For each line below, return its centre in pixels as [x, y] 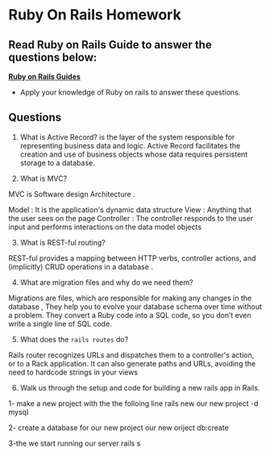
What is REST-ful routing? [63, 242]
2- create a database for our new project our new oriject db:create [119, 427]
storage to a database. [57, 162]
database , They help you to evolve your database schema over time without [135, 306]
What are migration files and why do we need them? [106, 282]
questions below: [53, 57]
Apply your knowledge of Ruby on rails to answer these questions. [130, 92]
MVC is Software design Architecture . [72, 194]
